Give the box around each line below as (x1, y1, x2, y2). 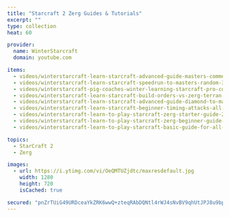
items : (7, 66, 26, 73)
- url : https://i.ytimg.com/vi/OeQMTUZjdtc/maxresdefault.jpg (13, 168, 194, 175)
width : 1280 (19, 174, 53, 181)
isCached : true (19, 186, 63, 194)
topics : (7, 136, 29, 143)
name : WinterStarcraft (13, 48, 78, 55)
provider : (7, 42, 36, 49)
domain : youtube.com (13, 54, 72, 62)
